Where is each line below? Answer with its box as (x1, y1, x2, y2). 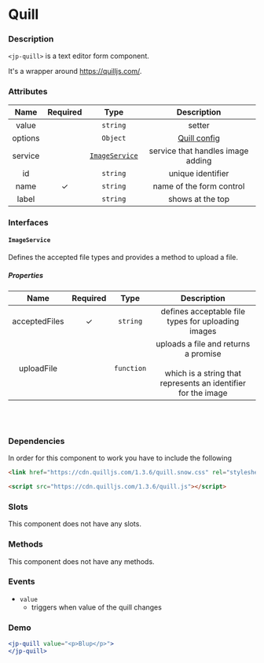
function (113, 364, 147, 372)
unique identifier (168, 167, 229, 178)
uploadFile (18, 363, 57, 374)
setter (188, 119, 210, 130)
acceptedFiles (12, 316, 64, 327)
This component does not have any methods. (8, 556, 155, 566)
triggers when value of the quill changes (31, 603, 163, 612)
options (12, 132, 40, 143)
